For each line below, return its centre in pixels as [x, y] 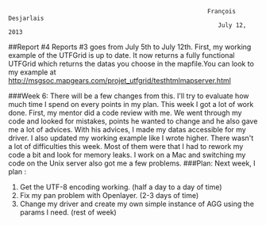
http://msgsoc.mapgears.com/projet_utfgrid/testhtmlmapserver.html [120, 80]
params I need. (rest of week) [68, 212]
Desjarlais [26, 18]
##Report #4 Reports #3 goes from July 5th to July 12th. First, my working [130, 47]
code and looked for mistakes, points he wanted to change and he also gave [133, 121]
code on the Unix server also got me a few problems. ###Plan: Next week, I [132, 163]
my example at [32, 72]
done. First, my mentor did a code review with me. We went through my [125, 113]
